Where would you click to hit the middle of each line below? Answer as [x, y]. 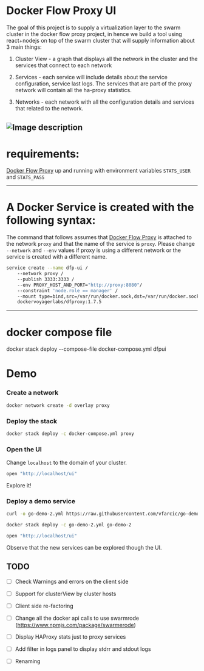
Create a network [32, 393]
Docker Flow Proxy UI [61, 11]
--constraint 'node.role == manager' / [68, 290]
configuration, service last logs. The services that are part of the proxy [104, 84]
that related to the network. [49, 108]
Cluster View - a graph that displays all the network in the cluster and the [106, 59]
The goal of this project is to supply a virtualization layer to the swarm [93, 27]
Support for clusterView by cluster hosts [66, 594]
